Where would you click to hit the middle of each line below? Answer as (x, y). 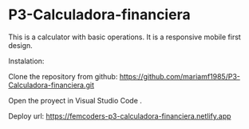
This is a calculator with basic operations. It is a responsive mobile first (125, 37)
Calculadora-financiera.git (51, 85)
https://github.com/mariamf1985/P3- (180, 76)
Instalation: (26, 61)
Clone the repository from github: (63, 76)
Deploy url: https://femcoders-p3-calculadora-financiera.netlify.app (120, 116)
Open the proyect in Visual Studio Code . (75, 100)
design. (21, 45)
